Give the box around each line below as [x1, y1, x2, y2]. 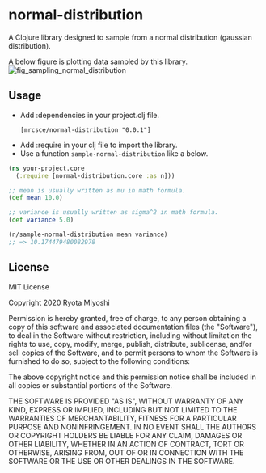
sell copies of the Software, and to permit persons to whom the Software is [8, 348, 259, 357]
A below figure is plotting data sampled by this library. [8, 57, 188, 66]
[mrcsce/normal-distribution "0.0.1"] [19, 125, 151, 134]
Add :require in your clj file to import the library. [19, 140, 178, 150]
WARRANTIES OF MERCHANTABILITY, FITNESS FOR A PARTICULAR [8, 413, 237, 423]
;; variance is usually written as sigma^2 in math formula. [8, 209, 219, 217]
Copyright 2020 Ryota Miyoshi [8, 298, 111, 307]
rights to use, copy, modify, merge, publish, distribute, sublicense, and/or [8, 339, 252, 348]
